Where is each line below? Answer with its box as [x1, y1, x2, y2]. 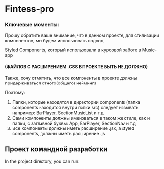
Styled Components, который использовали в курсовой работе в [5, 47, 142, 53]
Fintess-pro [5, 3, 54, 15]
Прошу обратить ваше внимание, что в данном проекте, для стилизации [5, 32, 159, 38]
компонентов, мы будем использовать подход [5, 38, 104, 43]
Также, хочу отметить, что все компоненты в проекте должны [5, 75, 137, 81]
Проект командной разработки [5, 145, 108, 154]
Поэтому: [5, 89, 25, 95]
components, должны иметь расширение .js [12, 130, 105, 136]
